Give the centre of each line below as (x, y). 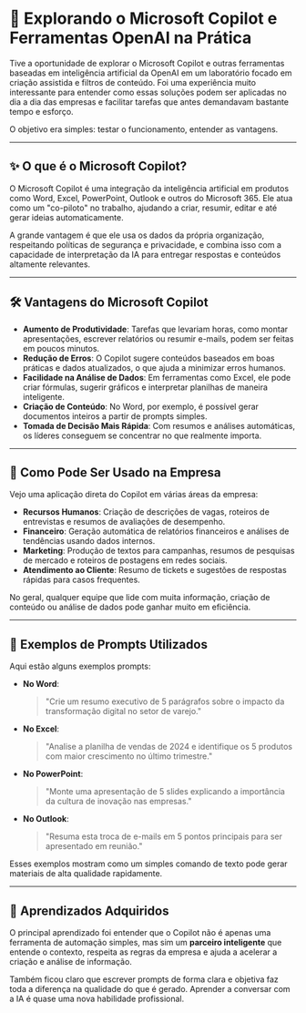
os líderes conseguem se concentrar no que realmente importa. (142, 435)
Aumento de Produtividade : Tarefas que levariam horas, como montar (155, 329)
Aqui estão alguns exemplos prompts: (80, 666)
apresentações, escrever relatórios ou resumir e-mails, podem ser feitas (158, 338)
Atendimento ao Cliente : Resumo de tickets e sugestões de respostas (154, 570)
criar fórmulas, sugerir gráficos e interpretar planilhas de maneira (145, 387)
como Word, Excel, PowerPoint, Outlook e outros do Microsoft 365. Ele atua (151, 198)
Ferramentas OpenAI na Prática (131, 38)
